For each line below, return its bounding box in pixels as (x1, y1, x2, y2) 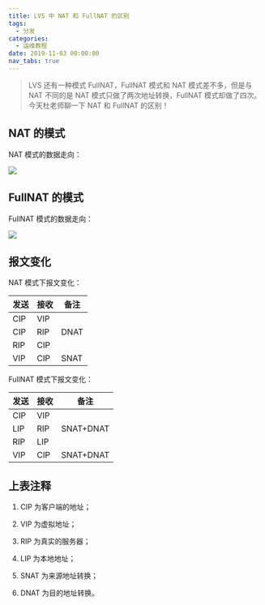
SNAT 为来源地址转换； (19, 571, 99, 581)
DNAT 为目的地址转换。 (19, 588, 99, 598)
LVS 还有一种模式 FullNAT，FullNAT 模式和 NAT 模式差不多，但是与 (28, 80, 253, 90)
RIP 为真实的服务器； (19, 536, 91, 547)
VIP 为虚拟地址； (19, 519, 77, 529)
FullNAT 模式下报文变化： (8, 374, 93, 385)
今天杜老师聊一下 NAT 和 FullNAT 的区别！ (28, 100, 169, 110)
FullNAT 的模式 (8, 191, 83, 205)
